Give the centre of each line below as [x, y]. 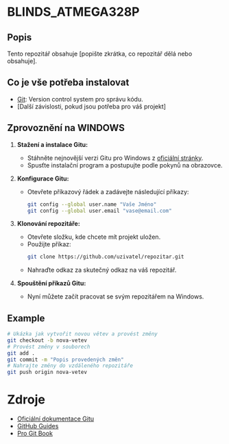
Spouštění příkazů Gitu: [51, 283]
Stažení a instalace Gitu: [52, 144]
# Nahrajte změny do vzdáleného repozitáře [70, 366]
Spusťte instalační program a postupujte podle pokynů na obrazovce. [125, 165]
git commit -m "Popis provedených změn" [66, 360]
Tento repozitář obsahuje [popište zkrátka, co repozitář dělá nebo [100, 54]
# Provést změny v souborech [49, 347]
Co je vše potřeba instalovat [68, 83]
